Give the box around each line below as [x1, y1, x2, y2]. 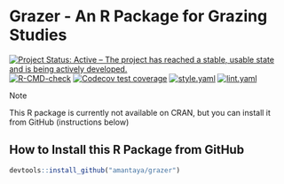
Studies [9, 25, 67, 45]
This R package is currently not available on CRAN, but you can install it [9, 107, 271, 118]
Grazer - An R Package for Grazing [9, 6, 268, 27]
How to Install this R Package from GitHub [9, 142, 245, 157]
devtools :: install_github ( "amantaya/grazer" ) [9, 165, 180, 174]
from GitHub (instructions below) [9, 117, 130, 127]
